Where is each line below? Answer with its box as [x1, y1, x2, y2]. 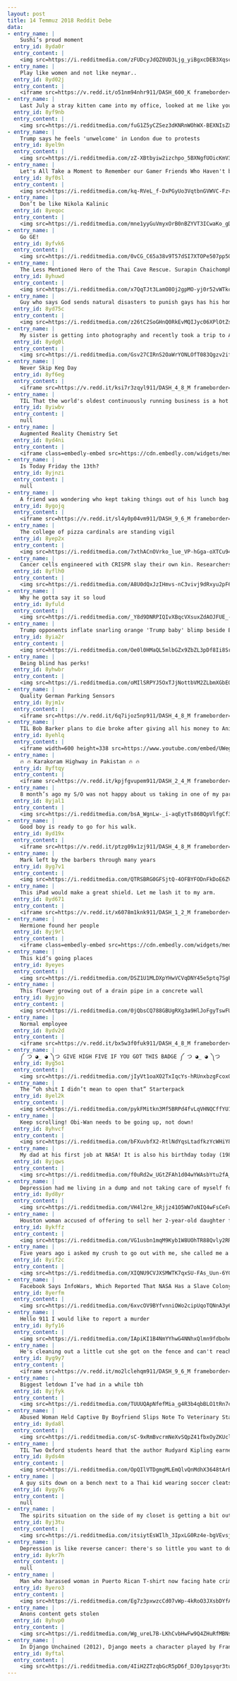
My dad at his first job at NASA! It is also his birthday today [20, 1151, 217, 1159]
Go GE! [20, 233, 39, 241]
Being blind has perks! [20, 660, 90, 667]
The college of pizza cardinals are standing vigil [20, 528, 175, 535]
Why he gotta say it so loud [20, 594, 106, 601]
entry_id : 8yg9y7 [13, 1355, 65, 1362]
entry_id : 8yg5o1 [13, 1060, 65, 1067]
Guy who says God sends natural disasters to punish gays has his [20, 299, 219, 306]
